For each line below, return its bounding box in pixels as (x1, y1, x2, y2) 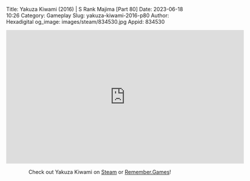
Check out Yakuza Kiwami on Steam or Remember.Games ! (29, 169, 171, 175)
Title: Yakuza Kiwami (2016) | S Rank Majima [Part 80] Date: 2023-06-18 (6, 6, 183, 12)
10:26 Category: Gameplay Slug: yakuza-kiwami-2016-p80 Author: (6, 12, 169, 19)
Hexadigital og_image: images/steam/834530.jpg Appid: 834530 (6, 18, 165, 25)
